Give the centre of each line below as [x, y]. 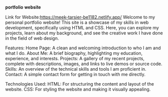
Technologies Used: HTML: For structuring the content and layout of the [80, 84]
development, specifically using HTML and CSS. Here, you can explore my [82, 28]
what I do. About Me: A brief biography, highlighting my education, [74, 53]
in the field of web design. [32, 38]
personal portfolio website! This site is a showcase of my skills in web [77, 22]
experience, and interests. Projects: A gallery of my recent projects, [75, 58]
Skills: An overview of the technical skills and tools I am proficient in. [76, 69]
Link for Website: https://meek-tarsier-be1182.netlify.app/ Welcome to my [80, 17]
